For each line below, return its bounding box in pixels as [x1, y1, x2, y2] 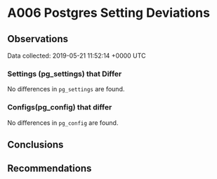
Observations [7, 33, 69, 45]
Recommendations [7, 163, 92, 175]
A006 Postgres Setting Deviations [7, 5, 211, 21]
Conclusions [7, 138, 64, 150]
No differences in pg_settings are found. [7, 85, 125, 93]
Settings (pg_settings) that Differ [7, 69, 122, 79]
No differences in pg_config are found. [7, 118, 119, 127]
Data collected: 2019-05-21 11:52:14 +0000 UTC [7, 51, 146, 60]
